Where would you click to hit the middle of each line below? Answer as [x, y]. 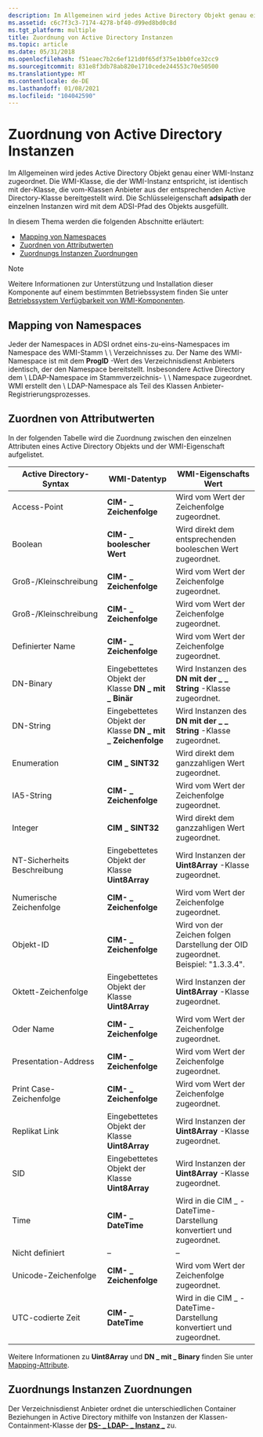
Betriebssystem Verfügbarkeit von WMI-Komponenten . [97, 301]
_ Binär [120, 698]
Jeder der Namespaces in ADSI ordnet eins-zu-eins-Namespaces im [119, 344]
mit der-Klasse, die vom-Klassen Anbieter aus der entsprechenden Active [127, 190]
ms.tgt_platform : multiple [52, 30]
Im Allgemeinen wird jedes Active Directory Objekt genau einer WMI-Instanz [131, 173]
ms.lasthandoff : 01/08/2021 [54, 88]
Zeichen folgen [203, 934]
